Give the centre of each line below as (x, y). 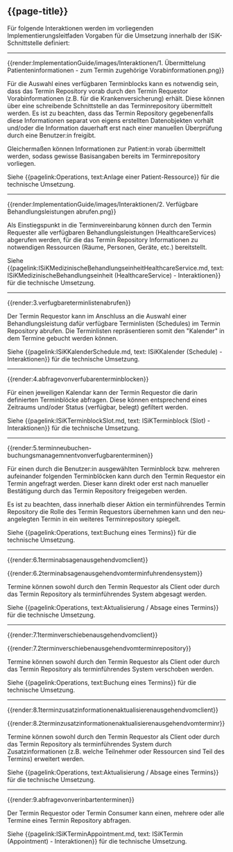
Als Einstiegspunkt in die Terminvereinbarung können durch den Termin (110, 225)
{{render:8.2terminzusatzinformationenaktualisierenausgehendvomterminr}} (116, 723)
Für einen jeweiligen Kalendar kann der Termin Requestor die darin (102, 392)
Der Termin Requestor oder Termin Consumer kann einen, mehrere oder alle (116, 813)
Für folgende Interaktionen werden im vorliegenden (80, 28)
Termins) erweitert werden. (46, 758)
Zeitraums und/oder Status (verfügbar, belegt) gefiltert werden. (98, 407)
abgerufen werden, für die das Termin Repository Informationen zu (103, 239)
